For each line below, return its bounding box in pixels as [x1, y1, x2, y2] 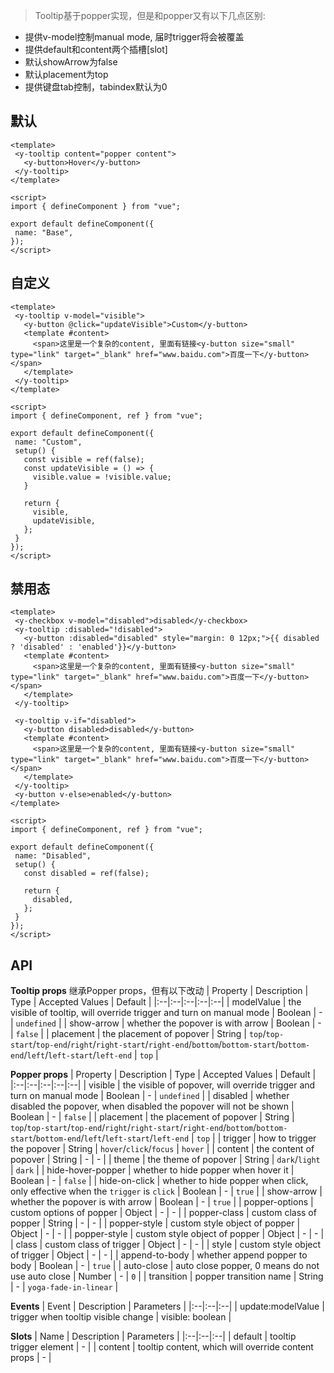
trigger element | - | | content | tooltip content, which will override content [10, 1341, 314, 1353]
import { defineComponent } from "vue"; [10, 201, 182, 211]
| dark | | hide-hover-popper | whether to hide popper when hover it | [10, 1164, 295, 1176]
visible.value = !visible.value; [32, 472, 172, 482]
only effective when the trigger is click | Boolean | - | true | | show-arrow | [10, 1185, 323, 1198]
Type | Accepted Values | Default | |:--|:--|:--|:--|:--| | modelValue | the [10, 996, 302, 1008]
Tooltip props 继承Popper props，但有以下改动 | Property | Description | [10, 985, 309, 997]
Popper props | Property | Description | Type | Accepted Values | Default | [10, 1069, 317, 1081]
